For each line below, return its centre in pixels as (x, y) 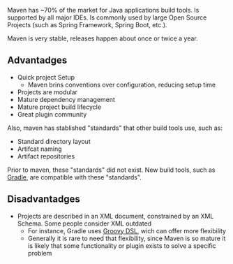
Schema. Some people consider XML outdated (84, 223)
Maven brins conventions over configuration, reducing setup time (122, 85)
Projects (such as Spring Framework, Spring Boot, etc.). (87, 25)
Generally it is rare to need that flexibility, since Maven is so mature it (127, 238)
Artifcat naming (39, 149)
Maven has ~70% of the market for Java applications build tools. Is (103, 10)
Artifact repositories (46, 156)
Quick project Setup (46, 77)
